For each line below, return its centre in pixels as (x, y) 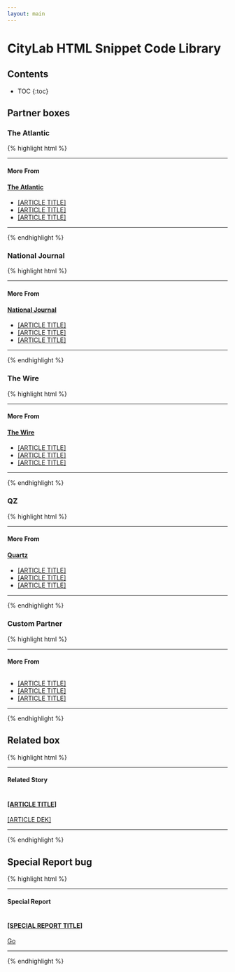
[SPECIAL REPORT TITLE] (45, 925)
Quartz (17, 555)
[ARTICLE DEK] (29, 820)
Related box (34, 740)
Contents (28, 74)
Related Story (27, 780)
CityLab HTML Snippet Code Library (114, 48)
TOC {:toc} (33, 91)
